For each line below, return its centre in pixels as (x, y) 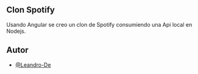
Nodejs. (16, 31)
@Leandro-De (33, 65)
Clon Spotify (31, 10)
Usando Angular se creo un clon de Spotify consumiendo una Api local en (99, 24)
